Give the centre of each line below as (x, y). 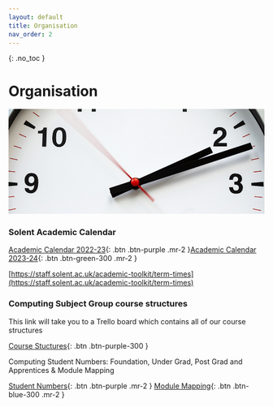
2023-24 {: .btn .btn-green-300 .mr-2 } (73, 259)
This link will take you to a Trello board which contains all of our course (127, 321)
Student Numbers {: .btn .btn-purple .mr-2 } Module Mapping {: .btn (120, 386)
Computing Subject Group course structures (98, 304)
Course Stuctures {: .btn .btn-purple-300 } (78, 345)
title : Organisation (43, 26)
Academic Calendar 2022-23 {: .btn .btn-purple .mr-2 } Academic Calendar (132, 250)
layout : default (36, 17)
